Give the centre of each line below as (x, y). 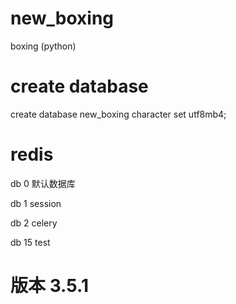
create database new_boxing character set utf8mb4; (118, 114)
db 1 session (36, 203)
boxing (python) (43, 46)
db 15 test (30, 242)
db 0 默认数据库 (43, 183)
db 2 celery (34, 223)
